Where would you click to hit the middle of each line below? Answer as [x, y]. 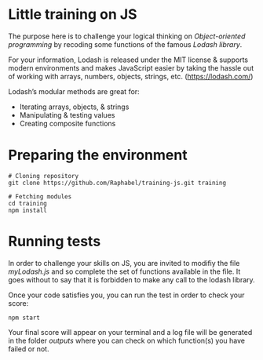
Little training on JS [73, 15]
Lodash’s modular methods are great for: [74, 91]
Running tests [55, 242]
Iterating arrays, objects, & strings [74, 107]
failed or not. [29, 349]
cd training [27, 203]
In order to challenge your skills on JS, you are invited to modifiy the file [124, 263]
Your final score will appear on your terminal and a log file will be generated [130, 332]
